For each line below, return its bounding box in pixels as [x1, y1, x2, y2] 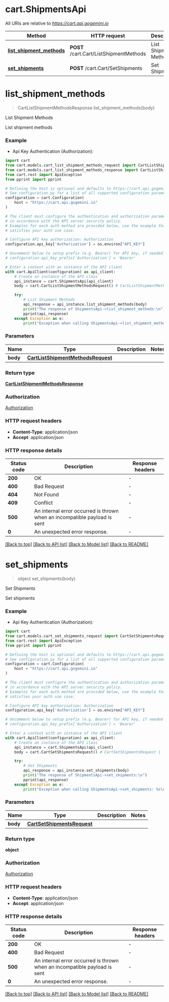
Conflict [34, 499, 53, 506]
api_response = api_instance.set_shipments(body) [23, 768, 129, 773]
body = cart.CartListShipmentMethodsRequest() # [14, 284, 118, 289]
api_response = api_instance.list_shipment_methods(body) [23, 302, 147, 307]
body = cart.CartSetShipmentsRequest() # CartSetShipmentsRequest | [14, 749, 161, 755]
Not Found [34, 491, 59, 498]
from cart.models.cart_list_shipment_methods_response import [5, 168, 138, 173]
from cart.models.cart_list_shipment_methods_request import [5, 163, 136, 168]
